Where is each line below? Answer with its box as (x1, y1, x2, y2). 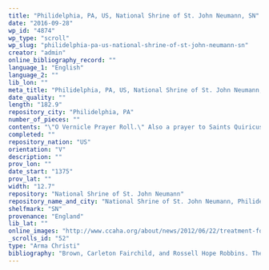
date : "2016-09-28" (8, 19, 74, 27)
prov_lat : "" (8, 175, 52, 184)
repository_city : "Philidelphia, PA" (8, 109, 134, 117)
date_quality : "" (8, 93, 66, 101)
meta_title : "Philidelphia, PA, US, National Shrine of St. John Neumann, (8, 85, 263, 94)
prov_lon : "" (8, 161, 52, 169)
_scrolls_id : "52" (8, 235, 70, 243)
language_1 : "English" (8, 64, 84, 72)
